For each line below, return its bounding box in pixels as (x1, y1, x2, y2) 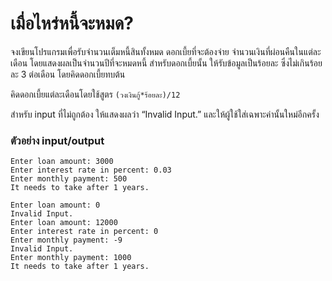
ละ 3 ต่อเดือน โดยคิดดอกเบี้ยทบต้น (10, 68, 126, 80)
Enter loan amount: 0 (10, 200, 101, 211)
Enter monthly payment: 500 (10, 174, 128, 184)
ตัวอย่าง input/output (10, 133, 105, 147)
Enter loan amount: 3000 (10, 157, 114, 167)
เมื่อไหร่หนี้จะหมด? (10, 12, 134, 35)
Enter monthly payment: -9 (10, 235, 123, 246)
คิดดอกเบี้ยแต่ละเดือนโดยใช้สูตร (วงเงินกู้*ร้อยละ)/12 (10, 88, 181, 100)
